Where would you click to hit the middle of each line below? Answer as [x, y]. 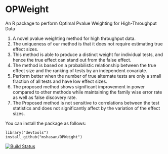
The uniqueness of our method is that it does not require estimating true [88, 43]
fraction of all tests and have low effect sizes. [60, 81]
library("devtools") [27, 132]
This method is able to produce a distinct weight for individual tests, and [88, 55]
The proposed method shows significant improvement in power [79, 86]
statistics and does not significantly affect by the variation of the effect [86, 108]
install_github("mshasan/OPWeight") [44, 137]
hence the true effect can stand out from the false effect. [72, 60]
